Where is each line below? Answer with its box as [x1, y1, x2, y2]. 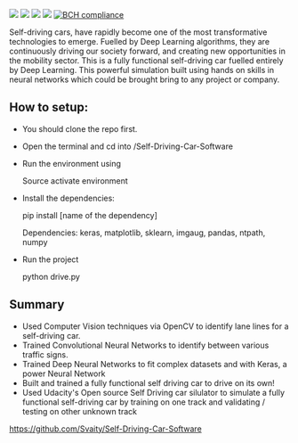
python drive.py [21, 271, 80, 282]
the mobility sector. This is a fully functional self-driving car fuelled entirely [9, 55, 284, 66]
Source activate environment [21, 175, 129, 186]
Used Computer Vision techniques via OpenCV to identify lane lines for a [21, 321, 289, 332]
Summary [9, 297, 65, 312]
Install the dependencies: [21, 193, 116, 203]
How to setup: [9, 100, 89, 115]
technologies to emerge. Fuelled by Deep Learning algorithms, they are [9, 37, 270, 46]
